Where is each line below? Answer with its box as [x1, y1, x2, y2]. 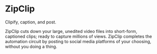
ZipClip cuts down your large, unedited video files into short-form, [5, 28, 138, 34]
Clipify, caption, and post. [5, 19, 57, 25]
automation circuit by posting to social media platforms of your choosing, [5, 38, 152, 44]
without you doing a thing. [5, 43, 57, 49]
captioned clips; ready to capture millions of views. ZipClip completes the [5, 33, 152, 39]
